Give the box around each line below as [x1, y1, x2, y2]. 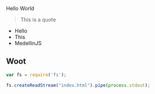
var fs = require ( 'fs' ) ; [6, 72, 67, 78]
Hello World [6, 5, 35, 12]
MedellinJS [14, 40, 42, 46]
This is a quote [20, 16, 57, 23]
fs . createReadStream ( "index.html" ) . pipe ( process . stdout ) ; [6, 82, 150, 88]
